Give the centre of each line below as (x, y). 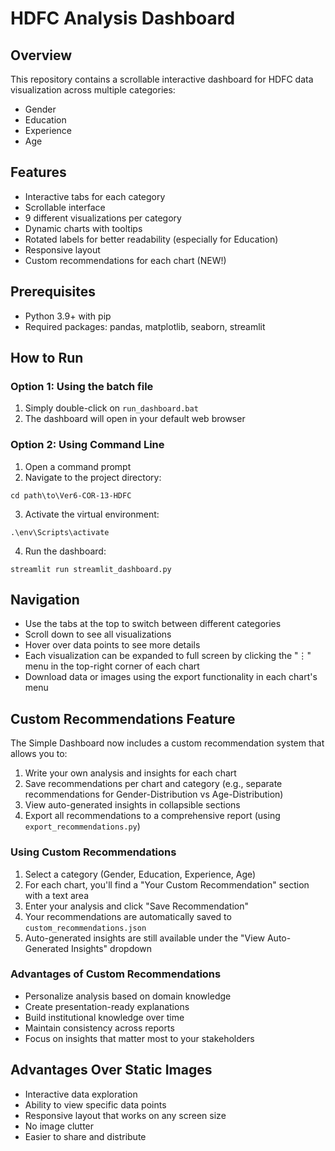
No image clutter (59, 1126)
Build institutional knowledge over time (104, 1017)
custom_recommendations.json (85, 928)
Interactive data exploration (81, 1094)
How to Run (47, 358)
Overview (41, 55)
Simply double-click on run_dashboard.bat (111, 408)
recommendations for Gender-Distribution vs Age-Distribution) (154, 794)
